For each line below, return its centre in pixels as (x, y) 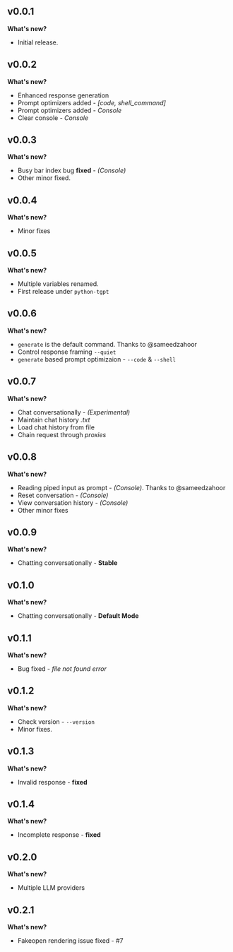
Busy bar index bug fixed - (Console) (72, 171)
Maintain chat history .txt (54, 420)
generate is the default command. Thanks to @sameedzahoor (107, 344)
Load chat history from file (56, 427)
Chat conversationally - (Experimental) (74, 412)
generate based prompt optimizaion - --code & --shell (97, 359)
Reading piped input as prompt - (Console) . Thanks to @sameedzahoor (121, 487)
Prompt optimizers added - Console (70, 110)
